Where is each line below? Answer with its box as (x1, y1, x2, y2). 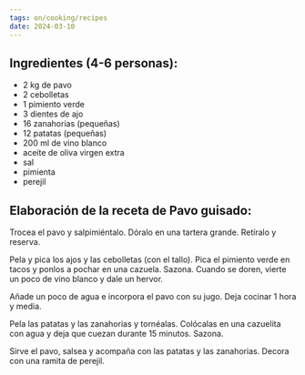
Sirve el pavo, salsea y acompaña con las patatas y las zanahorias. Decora (9, 346, 290, 357)
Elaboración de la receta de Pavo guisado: (9, 202, 252, 218)
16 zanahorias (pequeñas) (22, 118, 120, 129)
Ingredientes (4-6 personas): (9, 56, 178, 71)
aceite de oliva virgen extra (22, 147, 125, 158)
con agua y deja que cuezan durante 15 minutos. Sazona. (9, 329, 224, 340)
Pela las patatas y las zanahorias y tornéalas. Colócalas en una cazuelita (9, 319, 281, 329)
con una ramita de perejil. (9, 356, 105, 367)
